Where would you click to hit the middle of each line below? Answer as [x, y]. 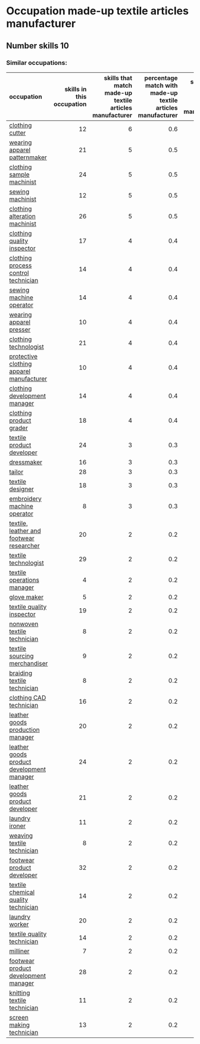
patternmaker [28, 157]
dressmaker [26, 462]
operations [24, 580]
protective [23, 356]
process [21, 265]
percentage [161, 78]
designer [22, 489]
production [24, 730]
